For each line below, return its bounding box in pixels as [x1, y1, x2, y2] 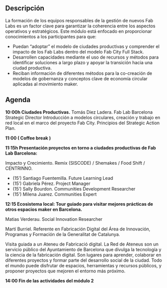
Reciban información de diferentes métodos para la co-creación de [12, 70, 152, 76]
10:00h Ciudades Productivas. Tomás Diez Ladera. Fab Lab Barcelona [5, 109, 153, 115]
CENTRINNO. [5, 165, 33, 171]
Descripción [5, 4, 44, 13]
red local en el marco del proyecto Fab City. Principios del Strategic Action [5, 120, 160, 126]
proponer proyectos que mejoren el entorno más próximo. [5, 268, 126, 274]
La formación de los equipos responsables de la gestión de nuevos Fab [5, 17, 153, 23]
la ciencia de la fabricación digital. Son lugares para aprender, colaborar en [5, 252, 161, 258]
